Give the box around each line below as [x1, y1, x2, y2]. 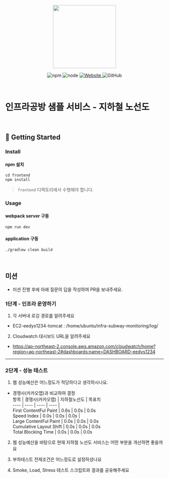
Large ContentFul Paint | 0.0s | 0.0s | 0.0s [12, 418, 99, 424]
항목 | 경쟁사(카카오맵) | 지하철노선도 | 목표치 [12, 397, 101, 403]
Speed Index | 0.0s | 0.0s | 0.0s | [12, 413, 80, 419]
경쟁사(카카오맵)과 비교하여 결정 [12, 390, 75, 396]
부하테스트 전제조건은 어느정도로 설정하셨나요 [12, 456, 102, 462]
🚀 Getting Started [5, 133, 61, 141]
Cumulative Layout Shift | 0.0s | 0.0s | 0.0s [12, 423, 101, 429]
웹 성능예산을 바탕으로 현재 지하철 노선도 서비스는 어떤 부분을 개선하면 [12, 440, 150, 446]
